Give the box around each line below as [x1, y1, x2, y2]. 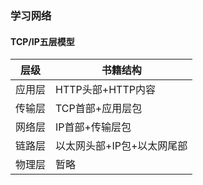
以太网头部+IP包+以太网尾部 [55, 139, 188, 153]
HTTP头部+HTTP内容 [55, 83, 156, 97]
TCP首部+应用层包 [55, 102, 143, 116]
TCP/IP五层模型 [10, 35, 75, 47]
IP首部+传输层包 [55, 120, 132, 134]
